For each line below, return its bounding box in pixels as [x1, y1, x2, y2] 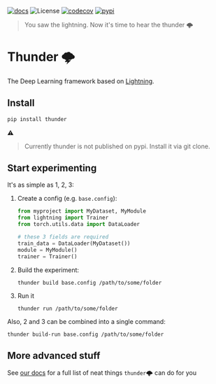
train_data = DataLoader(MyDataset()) [17, 240, 131, 247]
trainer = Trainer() [17, 253, 78, 260]
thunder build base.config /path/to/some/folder [17, 279, 162, 286]
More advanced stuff [7, 350, 101, 362]
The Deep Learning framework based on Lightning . [7, 77, 155, 85]
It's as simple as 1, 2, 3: [7, 180, 75, 189]
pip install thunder [7, 115, 68, 122]
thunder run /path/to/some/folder [17, 305, 118, 312]
